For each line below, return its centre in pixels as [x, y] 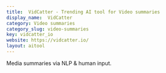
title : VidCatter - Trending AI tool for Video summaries [83, 12]
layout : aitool [26, 46]
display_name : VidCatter [39, 18]
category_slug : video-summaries [47, 29]
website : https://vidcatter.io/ [47, 40]
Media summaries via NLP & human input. [59, 63]
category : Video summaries [41, 23]
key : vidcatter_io [30, 35]
